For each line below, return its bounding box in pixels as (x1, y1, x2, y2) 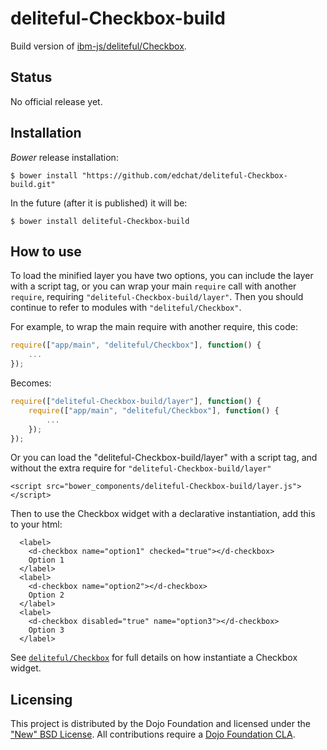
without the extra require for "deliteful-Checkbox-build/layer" (10, 462, 272, 474)
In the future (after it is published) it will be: (10, 197, 188, 209)
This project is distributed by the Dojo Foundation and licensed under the (10, 718, 311, 730)
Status (10, 69, 53, 86)
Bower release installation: (10, 151, 119, 163)
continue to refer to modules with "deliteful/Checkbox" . (10, 302, 242, 314)
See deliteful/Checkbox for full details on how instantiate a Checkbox (10, 652, 298, 664)
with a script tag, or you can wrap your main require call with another (10, 280, 297, 292)
